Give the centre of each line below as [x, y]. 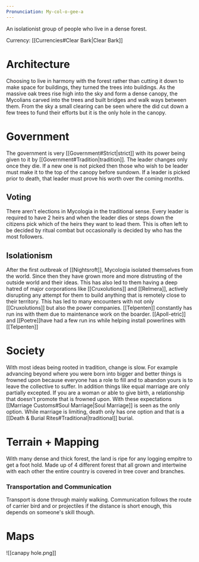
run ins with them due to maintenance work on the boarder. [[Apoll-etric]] [96, 314]
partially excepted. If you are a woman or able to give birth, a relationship [96, 393]
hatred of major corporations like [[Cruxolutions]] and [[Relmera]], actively [97, 289]
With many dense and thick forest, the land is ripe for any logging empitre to [99, 459]
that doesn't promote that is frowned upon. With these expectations [89, 399]
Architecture [38, 64]
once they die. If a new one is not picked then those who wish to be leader [97, 166]
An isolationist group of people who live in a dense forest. [77, 29]
